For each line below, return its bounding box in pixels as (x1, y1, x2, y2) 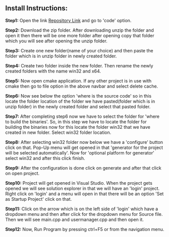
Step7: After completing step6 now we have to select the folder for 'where (5, 113, 160, 119)
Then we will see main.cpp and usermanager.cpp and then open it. (5, 216, 144, 222)
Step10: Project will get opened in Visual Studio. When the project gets (5, 180, 153, 186)
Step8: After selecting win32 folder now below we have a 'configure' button (5, 139, 163, 145)
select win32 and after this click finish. (5, 155, 85, 161)
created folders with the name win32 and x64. (5, 68, 101, 74)
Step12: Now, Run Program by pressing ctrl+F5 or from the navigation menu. (5, 226, 164, 232)
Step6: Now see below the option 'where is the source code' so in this (5, 93, 152, 99)
